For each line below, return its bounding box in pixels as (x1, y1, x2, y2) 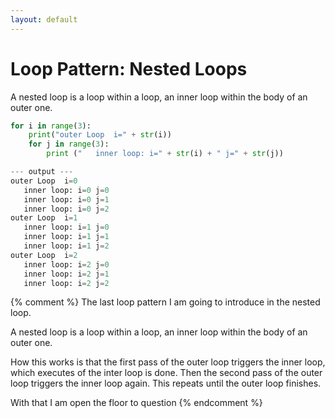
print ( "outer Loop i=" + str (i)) (28, 130, 172, 140)
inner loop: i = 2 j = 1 (23, 269, 110, 279)
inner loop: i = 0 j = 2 (23, 204, 110, 214)
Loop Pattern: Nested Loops (10, 57, 248, 80)
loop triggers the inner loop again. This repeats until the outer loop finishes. (10, 377, 322, 390)
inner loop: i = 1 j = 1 (23, 232, 110, 242)
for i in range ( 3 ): (10, 121, 92, 131)
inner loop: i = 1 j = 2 (23, 241, 110, 251)
